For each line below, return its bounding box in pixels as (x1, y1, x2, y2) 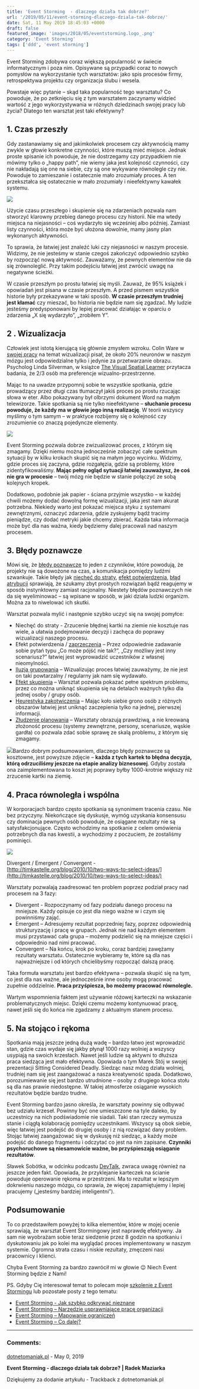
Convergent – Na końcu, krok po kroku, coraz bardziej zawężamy (15, 945, 175, 952)
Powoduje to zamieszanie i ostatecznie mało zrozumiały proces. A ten (6, 171, 177, 178)
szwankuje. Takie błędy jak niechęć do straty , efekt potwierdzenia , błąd (6, 574, 181, 581)
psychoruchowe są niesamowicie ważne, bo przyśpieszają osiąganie (6, 1144, 180, 1152)
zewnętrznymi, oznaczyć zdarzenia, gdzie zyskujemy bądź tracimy (6, 509, 170, 517)
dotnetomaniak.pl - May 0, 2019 (6, 1353, 84, 1360)
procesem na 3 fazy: (6, 890, 57, 897)
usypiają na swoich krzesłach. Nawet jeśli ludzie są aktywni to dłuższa (6, 1051, 178, 1058)
